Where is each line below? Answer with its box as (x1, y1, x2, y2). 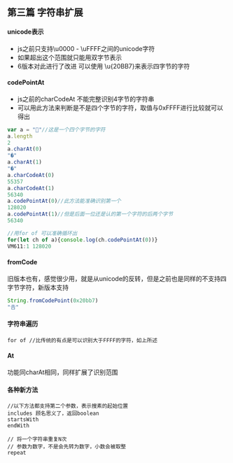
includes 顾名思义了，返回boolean (7, 410, 99, 418)
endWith (7, 422, 30, 429)
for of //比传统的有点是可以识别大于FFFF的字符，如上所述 (7, 336, 157, 344)
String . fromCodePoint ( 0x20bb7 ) (7, 297, 99, 304)
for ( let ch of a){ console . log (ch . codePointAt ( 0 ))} (7, 236, 158, 243)
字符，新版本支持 (19, 283, 69, 292)
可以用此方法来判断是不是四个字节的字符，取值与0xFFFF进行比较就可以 (17, 104, 224, 112)
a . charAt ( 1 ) (7, 159, 42, 166)
